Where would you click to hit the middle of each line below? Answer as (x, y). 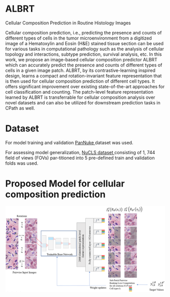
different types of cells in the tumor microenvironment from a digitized (79, 38)
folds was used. (22, 163)
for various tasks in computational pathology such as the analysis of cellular (84, 49)
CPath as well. (20, 108)
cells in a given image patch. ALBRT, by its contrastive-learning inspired (80, 70)
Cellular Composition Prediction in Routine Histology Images (68, 23)
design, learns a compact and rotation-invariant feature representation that (83, 76)
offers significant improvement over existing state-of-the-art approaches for (85, 86)
